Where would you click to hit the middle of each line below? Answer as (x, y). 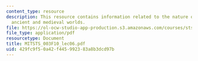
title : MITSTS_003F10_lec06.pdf (46, 44)
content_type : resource (35, 11)
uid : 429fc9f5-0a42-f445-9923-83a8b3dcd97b (60, 49)
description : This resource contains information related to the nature (97, 17)
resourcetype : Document (35, 38)
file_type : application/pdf (41, 33)
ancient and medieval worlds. (48, 22)
